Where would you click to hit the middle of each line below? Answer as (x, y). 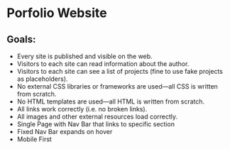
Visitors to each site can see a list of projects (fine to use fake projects (120, 71)
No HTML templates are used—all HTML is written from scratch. (111, 101)
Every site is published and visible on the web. (85, 56)
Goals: (21, 39)
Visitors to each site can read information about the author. (103, 64)
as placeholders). (42, 79)
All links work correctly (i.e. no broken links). (82, 109)
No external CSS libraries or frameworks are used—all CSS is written (117, 86)
